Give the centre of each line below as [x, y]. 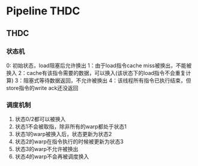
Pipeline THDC [43, 11]
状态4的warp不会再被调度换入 [52, 156]
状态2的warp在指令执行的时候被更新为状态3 [69, 141]
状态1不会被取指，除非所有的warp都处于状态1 [71, 126]
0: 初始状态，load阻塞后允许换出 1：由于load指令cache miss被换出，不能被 [99, 65]
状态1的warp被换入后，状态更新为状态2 [63, 134]
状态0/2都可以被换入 [40, 119]
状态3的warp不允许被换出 [46, 149]
